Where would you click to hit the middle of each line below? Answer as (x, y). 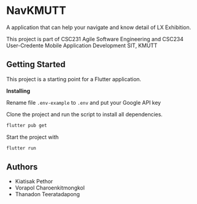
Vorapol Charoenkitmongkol (50, 188)
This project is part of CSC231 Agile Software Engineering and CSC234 (95, 39)
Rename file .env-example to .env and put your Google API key (84, 102)
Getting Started (36, 64)
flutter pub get (27, 125)
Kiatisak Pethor (34, 182)
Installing (18, 91)
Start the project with (33, 137)
